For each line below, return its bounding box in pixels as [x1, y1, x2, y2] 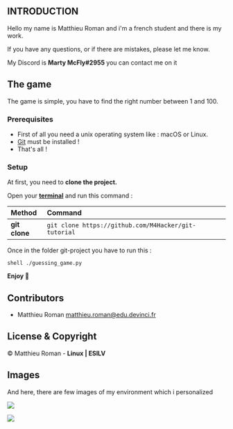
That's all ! [17, 145, 47, 153]
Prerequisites [7, 114, 53, 124]
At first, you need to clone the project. [7, 178, 118, 186]
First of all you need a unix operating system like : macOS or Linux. [17, 130, 208, 138]
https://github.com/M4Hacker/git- [82, 222, 196, 229]
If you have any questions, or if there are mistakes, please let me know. [7, 44, 210, 53]
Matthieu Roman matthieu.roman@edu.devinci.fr [17, 311, 156, 319]
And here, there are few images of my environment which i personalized [7, 387, 214, 396]
